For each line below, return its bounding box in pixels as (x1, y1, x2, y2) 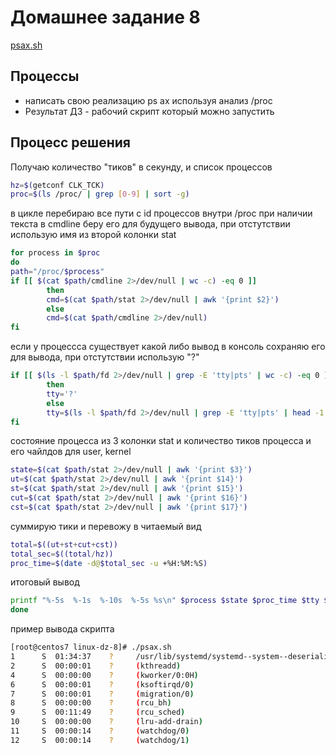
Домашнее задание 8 (10, 6, 201, 29)
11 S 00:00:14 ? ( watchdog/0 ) (10, 726, 190, 736)
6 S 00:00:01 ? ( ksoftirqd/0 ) (10, 679, 195, 690)
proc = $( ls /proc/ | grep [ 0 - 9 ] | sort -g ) (10, 189, 190, 200)
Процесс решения (10, 134, 131, 151)
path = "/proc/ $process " (10, 267, 105, 277)
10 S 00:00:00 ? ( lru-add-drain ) (10, 717, 203, 727)
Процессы (10, 68, 80, 85)
